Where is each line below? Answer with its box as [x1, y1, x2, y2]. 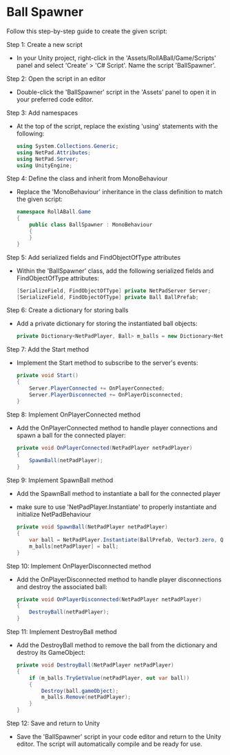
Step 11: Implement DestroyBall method [6, 628, 118, 636]
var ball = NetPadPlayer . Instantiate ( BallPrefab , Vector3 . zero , [29, 536, 218, 543]
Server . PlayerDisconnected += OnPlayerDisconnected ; [29, 391, 184, 398]
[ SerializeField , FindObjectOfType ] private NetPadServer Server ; [16, 287, 211, 294]
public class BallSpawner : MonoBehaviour [29, 222, 153, 229]
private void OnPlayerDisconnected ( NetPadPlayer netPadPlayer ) [16, 595, 202, 603]
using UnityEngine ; [16, 162, 73, 169]
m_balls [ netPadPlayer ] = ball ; [29, 543, 119, 550]
